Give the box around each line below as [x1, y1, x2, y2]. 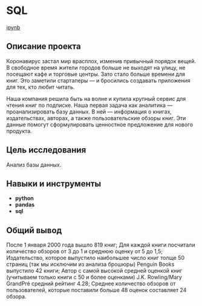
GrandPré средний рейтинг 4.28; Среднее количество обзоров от [6, 280, 176, 287]
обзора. [6, 293, 27, 301]
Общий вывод [6, 225, 62, 236]
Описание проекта [6, 41, 81, 52]
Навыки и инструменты [6, 178, 102, 189]
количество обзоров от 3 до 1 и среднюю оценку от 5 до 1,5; [6, 248, 163, 255]
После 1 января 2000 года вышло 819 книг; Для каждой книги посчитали [6, 241, 195, 249]
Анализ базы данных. [6, 161, 62, 168]
